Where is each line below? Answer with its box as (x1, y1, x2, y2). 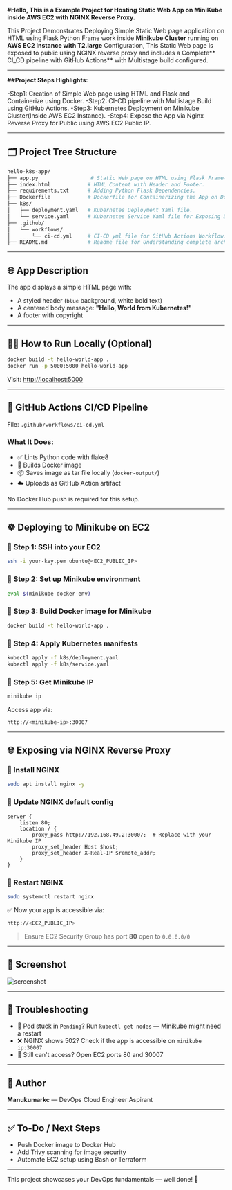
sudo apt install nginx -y (7, 781, 85, 788)
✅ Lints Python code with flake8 (17, 453, 109, 461)
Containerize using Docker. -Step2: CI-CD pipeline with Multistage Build (7, 97, 212, 105)
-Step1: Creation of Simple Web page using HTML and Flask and (7, 89, 190, 98)
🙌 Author (7, 1077, 46, 1089)
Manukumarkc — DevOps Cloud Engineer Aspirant (7, 1096, 153, 1104)
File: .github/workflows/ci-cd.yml (7, 420, 105, 428)
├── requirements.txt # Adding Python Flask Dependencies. (7, 187, 196, 195)
